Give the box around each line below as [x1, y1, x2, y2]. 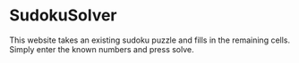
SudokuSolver [9, 5, 118, 26]
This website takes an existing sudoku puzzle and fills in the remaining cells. [9, 35, 291, 45]
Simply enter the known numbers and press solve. [9, 43, 194, 54]
